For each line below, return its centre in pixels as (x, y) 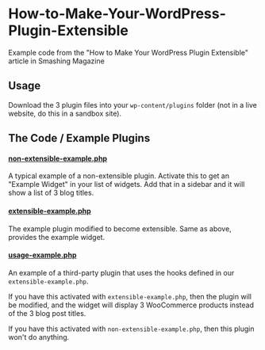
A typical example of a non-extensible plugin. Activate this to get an (119, 176)
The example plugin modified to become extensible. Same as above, (120, 228)
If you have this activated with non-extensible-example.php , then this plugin (131, 329)
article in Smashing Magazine (56, 61)
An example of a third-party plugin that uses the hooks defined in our (121, 272)
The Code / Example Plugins (79, 138)
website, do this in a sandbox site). (65, 113)
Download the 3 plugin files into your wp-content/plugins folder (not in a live (133, 105)
